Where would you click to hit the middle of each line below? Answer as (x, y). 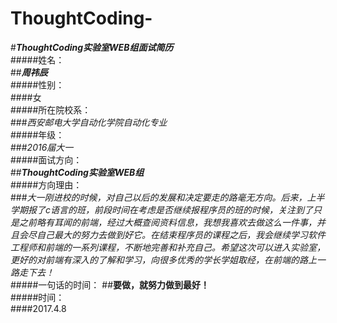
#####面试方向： (46, 159)
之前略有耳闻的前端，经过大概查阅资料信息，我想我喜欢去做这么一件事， (167, 222)
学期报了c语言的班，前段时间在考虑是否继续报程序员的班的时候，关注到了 (162, 209)
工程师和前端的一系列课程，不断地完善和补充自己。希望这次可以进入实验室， (168, 247)
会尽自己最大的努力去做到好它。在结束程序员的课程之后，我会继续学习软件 (172, 234)
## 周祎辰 (29, 72)
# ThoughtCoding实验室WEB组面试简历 (92, 47)
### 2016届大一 (42, 147)
